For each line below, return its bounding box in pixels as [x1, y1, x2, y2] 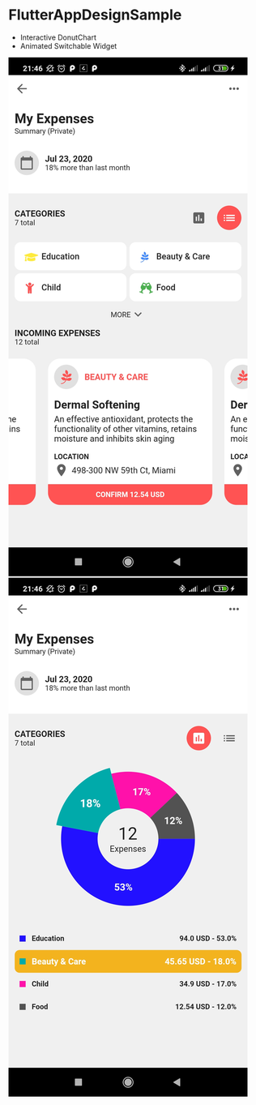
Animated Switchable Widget [19, 41, 117, 50]
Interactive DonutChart [19, 32, 97, 42]
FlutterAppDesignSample [8, 6, 182, 24]
